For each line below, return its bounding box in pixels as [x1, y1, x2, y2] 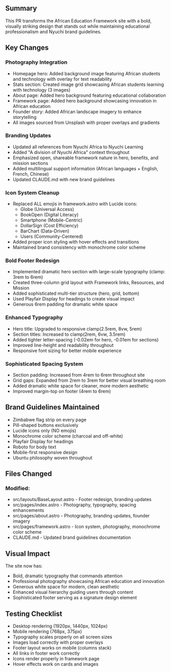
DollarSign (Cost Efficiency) [20, 223, 79, 229]
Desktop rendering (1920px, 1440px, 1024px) [12, 623, 108, 629]
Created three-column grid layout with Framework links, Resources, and [12, 279, 164, 286]
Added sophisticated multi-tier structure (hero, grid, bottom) [12, 290, 139, 296]
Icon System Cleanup [5, 189, 60, 196]
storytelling [12, 114, 37, 120]
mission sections [12, 160, 48, 166]
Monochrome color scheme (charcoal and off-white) [12, 432, 124, 439]
